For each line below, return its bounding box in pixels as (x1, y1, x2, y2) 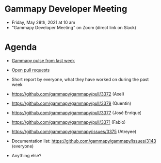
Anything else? (11, 152, 42, 158)
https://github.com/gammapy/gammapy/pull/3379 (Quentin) (11, 100, 131, 106)
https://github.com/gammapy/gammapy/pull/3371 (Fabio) (11, 119, 126, 125)
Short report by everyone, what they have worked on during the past (11, 76, 149, 82)
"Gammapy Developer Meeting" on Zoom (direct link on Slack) (11, 24, 137, 30)
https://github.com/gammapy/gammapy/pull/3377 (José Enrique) (11, 110, 142, 115)
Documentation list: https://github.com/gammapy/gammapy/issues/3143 (11, 138, 156, 144)
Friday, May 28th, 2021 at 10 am (11, 19, 76, 25)
